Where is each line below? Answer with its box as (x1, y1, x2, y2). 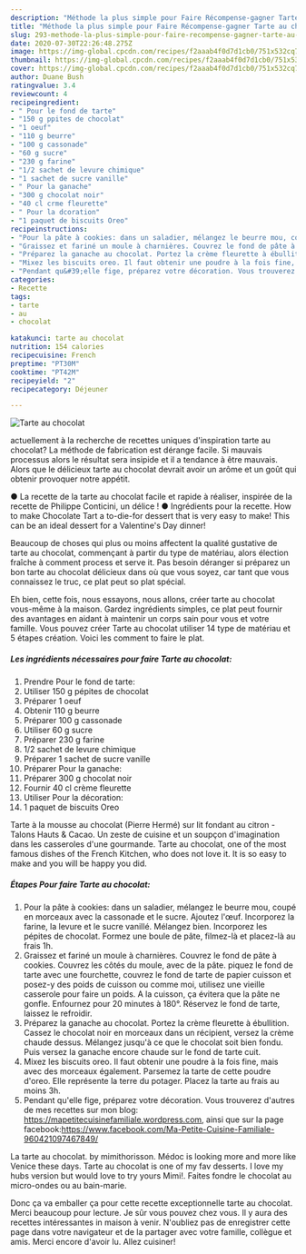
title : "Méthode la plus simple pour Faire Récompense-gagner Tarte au (10, 22, 287, 31)
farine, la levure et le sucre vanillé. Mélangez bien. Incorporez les (23, 921, 268, 932)
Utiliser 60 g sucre (23, 724, 94, 736)
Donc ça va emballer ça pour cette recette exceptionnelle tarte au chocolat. (10, 1198, 293, 1209)
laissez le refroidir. (23, 1008, 93, 1019)
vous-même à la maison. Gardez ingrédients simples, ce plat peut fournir (10, 603, 282, 614)
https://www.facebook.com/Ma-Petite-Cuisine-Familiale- (61, 1124, 275, 1135)
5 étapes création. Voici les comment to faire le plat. (10, 632, 205, 643)
